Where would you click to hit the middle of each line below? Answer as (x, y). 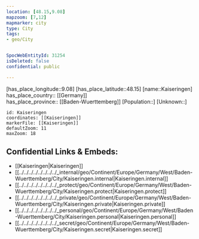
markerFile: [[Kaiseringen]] (42, 123)
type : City (20, 28)
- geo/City (20, 39)
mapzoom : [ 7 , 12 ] (26, 17)
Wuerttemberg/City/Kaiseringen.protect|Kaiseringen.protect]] (91, 191)
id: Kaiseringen (26, 112)
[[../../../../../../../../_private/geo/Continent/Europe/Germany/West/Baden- (103, 198)
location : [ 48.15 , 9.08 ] (36, 12)
